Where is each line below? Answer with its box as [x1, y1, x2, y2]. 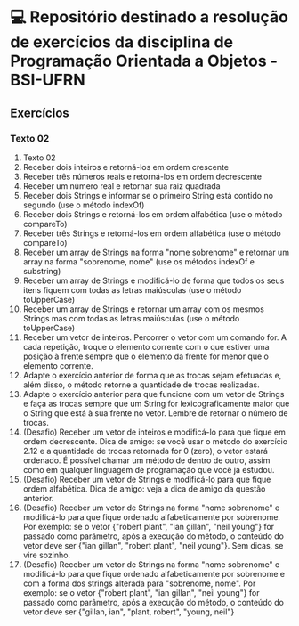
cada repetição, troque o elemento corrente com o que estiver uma [22, 341, 270, 352]
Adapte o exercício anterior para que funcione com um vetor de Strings [22, 388, 285, 399]
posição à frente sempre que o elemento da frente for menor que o [22, 351, 270, 362]
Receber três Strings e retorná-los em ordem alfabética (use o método [22, 228, 281, 239]
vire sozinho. [22, 549, 70, 560]
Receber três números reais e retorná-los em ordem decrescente [22, 171, 263, 182]
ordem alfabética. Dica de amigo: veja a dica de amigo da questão [22, 483, 266, 494]
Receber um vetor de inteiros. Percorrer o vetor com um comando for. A [22, 331, 287, 343]
